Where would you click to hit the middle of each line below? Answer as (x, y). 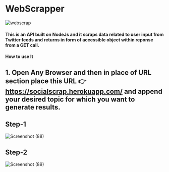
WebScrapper (35, 9)
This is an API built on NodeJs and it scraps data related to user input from (84, 34)
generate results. (33, 107)
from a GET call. (22, 45)
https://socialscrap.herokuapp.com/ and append (84, 91)
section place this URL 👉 (46, 81)
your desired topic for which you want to (70, 99)
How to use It (19, 56)
